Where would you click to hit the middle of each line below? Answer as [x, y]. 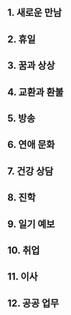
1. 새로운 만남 [34, 13]
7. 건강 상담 [31, 171]
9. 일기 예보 [31, 224]
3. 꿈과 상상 [31, 66]
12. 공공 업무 [33, 303]
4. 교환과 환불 [35, 92]
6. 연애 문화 [31, 145]
